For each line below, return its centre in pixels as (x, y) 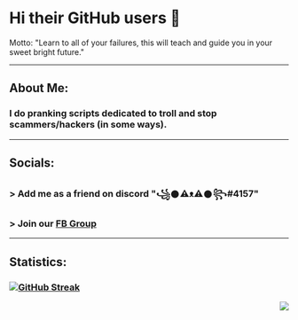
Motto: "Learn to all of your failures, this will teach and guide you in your (141, 43)
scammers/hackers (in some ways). (88, 125)
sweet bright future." (47, 51)
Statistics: (38, 262)
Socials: (32, 163)
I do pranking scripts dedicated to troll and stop (113, 113)
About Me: (39, 88)
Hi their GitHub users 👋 (95, 18)
